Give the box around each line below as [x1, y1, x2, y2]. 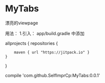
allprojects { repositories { [5, 40, 58, 46]
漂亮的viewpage [5, 20, 38, 26]
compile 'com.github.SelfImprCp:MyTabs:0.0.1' [5, 72, 101, 78]
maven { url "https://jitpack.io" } [14, 50, 90, 55]
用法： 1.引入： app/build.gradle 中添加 [5, 30, 85, 36]
